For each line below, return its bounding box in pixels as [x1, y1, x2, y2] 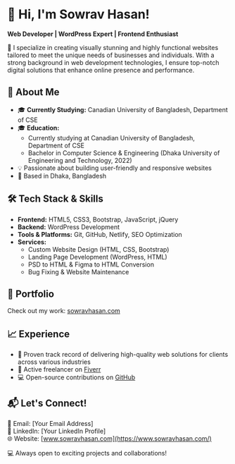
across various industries [17, 358, 91, 366]
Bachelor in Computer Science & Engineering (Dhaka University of [27, 148, 220, 157]
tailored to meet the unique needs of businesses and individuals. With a [7, 51, 215, 59]
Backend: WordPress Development [17, 222, 120, 231]
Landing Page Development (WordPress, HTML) [27, 252, 167, 261]
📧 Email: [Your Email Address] [7, 420, 94, 427]
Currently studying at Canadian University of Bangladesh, [27, 133, 196, 142]
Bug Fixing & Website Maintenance [27, 267, 129, 276]
